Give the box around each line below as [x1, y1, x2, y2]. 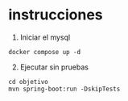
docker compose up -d [8, 48, 81, 56]
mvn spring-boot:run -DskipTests [8, 85, 121, 93]
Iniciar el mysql [19, 32, 71, 42]
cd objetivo [8, 78, 48, 86]
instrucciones [8, 6, 103, 24]
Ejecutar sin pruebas [19, 62, 89, 72]
